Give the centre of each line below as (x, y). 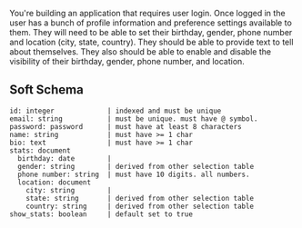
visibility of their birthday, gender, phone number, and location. (127, 61)
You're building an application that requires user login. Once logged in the (147, 13)
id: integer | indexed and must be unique (116, 111)
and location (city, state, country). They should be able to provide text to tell (151, 42)
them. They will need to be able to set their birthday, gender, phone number (151, 32)
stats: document (40, 150)
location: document (55, 182)
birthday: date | (65, 158)
